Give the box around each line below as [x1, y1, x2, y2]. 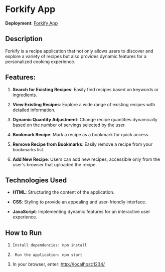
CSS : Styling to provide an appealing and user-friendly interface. [12, 199, 146, 205]
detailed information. [12, 107, 56, 113]
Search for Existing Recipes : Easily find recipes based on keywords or [12, 86, 159, 92]
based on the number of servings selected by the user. [12, 122, 126, 128]
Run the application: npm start [15, 252, 83, 257]
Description [5, 35, 43, 43]
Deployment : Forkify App [5, 20, 58, 26]
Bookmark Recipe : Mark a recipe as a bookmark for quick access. [12, 131, 150, 137]
